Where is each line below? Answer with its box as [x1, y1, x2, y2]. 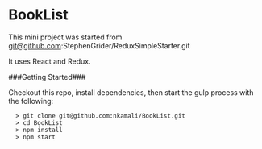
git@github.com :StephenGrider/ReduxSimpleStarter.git [8, 40, 190, 50]
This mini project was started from [8, 32, 123, 42]
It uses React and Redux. [8, 56, 91, 66]
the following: [8, 96, 54, 106]
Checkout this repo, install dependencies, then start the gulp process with [8, 87, 254, 97]
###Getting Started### [8, 72, 86, 81]
